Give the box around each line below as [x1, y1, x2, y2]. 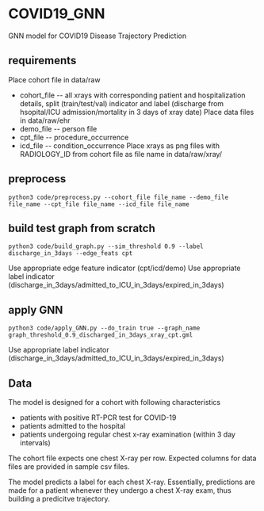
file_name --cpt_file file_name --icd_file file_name [8, 200, 190, 208]
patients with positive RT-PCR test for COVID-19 [19, 413, 177, 422]
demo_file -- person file [19, 124, 98, 133]
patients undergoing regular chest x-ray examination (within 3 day [19, 429, 236, 439]
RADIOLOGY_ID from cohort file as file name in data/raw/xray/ [19, 149, 223, 158]
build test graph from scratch [8, 221, 156, 235]
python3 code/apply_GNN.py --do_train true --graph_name [8, 324, 201, 333]
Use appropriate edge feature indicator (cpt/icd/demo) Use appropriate [8, 263, 241, 273]
